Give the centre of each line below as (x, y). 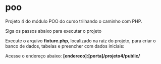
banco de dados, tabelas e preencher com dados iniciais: (65, 46)
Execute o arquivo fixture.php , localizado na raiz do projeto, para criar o (80, 41)
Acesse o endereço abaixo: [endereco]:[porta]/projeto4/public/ (73, 56)
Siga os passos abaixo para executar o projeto (53, 31)
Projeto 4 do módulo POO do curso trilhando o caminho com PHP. (74, 21)
